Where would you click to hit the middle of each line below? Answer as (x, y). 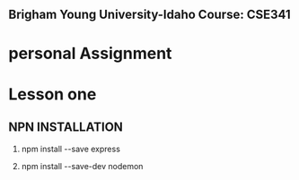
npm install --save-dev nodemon (82, 166)
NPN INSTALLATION (66, 128)
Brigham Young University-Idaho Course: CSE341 (149, 15)
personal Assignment (90, 53)
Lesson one (53, 94)
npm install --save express (70, 149)
